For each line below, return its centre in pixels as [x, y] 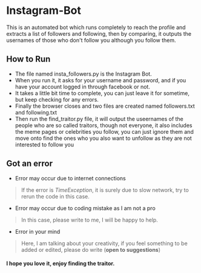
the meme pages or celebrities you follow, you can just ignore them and [104, 131]
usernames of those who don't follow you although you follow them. [91, 40]
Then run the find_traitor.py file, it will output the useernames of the [99, 119]
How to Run [28, 59]
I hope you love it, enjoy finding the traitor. [61, 263]
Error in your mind [38, 231]
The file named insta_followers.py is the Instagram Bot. [84, 74]
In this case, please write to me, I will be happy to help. [90, 220]
